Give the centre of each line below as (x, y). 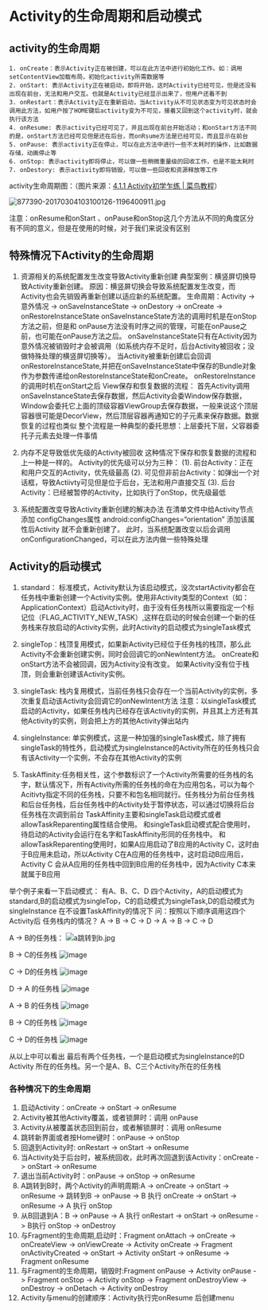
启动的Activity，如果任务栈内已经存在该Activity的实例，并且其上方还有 (136, 710)
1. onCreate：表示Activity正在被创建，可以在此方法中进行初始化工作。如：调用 (126, 68)
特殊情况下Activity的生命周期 (82, 256)
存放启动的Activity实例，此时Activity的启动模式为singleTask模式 (146, 627)
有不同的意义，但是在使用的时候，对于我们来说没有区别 (99, 228)
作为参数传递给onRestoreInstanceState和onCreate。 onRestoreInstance (138, 376)
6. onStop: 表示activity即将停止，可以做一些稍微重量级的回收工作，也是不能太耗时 (132, 162)
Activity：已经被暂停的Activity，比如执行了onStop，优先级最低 (123, 492)
